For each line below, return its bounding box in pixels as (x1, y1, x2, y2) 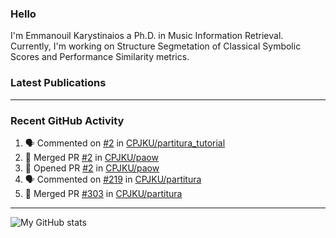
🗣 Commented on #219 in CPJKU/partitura (24, 173, 202, 185)
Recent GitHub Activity (10, 113, 125, 127)
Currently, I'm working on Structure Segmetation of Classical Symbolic (10, 40, 302, 52)
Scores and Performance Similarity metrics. (10, 51, 190, 63)
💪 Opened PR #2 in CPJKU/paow (24, 162, 160, 174)
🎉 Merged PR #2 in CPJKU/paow (24, 151, 159, 163)
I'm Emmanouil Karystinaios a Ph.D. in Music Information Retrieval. (10, 30, 284, 42)
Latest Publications (10, 76, 107, 90)
